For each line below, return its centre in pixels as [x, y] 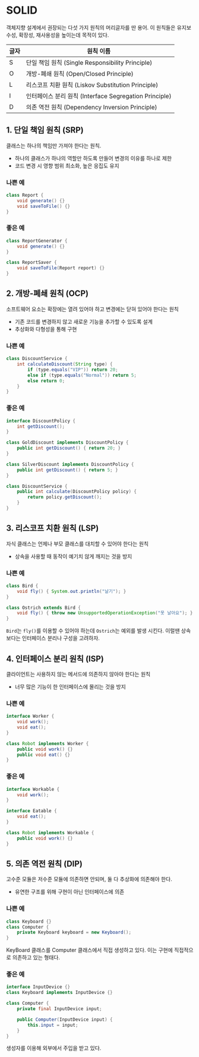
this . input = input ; [53, 1025]
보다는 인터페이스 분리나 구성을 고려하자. [53, 638]
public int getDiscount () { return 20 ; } [69, 448]
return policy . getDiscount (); [65, 497]
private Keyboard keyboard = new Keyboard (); [74, 933]
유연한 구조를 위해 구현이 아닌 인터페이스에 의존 [70, 892]
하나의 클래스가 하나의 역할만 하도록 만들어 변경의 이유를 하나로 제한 [93, 158]
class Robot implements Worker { [48, 743]
